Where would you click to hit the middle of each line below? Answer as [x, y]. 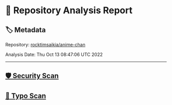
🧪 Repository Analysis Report [69, 10]
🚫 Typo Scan [26, 96]
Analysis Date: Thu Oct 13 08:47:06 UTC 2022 [54, 55]
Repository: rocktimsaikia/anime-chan [45, 45]
